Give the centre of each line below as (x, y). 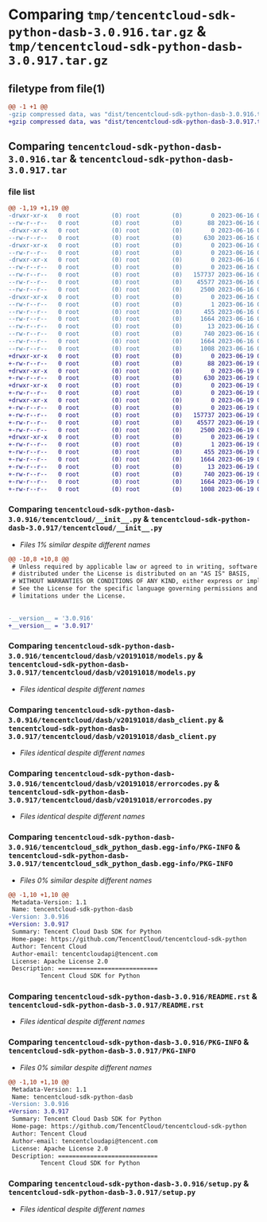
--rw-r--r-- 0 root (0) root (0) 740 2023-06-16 (131, 334)
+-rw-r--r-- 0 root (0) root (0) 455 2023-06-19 (131, 452)
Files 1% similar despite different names (85, 544)
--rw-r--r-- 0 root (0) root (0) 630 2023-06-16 (131, 238)
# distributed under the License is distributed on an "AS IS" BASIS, (131, 574)
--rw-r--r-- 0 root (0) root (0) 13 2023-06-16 (131, 327)
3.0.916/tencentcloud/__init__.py (75, 520)
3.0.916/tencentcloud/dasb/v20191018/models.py (102, 656)
